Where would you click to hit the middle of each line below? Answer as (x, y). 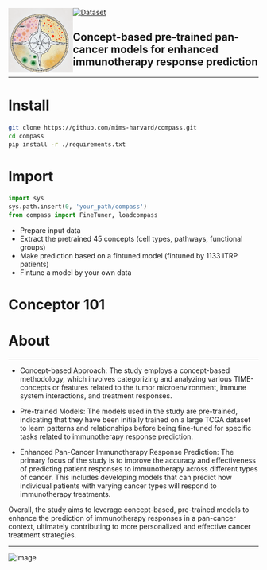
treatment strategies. (43, 535)
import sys (26, 199)
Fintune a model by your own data (75, 272)
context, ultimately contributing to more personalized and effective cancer (130, 527)
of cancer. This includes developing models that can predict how (126, 478)
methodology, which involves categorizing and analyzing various (126, 379)
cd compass (26, 136)
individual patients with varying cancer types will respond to (118, 486)
